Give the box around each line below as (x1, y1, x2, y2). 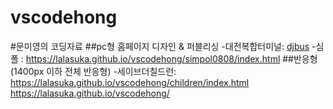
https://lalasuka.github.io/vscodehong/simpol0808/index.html (25, 52, 281, 65)
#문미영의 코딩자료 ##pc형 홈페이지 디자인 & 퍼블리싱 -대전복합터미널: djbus (10, 40, 310, 52)
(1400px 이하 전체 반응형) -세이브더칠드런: (10, 65, 177, 77)
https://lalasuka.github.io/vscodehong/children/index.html (10, 76, 250, 88)
